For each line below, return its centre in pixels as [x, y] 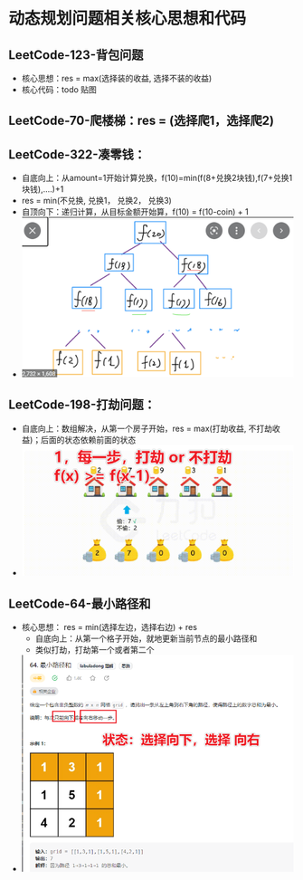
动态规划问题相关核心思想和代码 [128, 19]
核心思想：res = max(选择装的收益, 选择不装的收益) [117, 78]
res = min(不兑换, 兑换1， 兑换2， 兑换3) [97, 201]
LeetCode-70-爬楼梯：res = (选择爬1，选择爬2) [142, 121]
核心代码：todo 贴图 [59, 90]
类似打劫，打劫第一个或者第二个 [95, 650]
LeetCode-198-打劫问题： [82, 405]
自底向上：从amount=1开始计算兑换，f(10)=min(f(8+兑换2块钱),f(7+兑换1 [157, 178]
